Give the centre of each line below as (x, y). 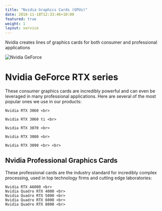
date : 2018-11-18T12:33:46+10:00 (40, 14)
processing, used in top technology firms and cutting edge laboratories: (79, 178)
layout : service (22, 28)
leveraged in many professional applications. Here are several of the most (81, 96)
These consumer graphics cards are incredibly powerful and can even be (80, 91)
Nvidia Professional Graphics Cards (61, 161)
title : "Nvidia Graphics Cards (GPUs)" (46, 10)
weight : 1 (15, 24)
